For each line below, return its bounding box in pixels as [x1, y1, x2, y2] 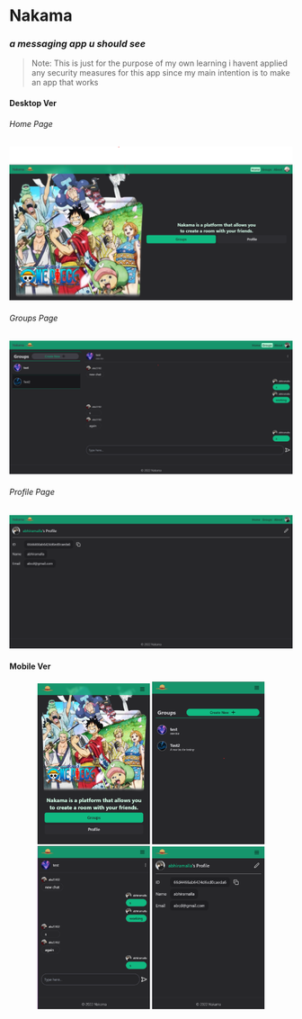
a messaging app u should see [9, 38, 147, 50]
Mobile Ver [9, 661, 51, 672]
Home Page [9, 118, 54, 129]
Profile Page [9, 486, 56, 497]
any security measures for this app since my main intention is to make [31, 68, 290, 78]
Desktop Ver [9, 98, 57, 109]
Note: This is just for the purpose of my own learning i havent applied [31, 58, 288, 68]
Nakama [9, 5, 73, 26]
